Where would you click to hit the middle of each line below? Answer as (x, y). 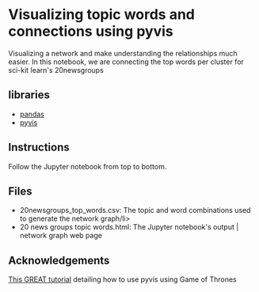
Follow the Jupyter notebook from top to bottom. (88, 166)
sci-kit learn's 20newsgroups (56, 70)
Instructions (39, 148)
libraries (29, 95)
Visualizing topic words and (102, 15)
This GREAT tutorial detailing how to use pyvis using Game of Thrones (122, 279)
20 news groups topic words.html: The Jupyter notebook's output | (129, 227)
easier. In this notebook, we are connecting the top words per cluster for (126, 62)
